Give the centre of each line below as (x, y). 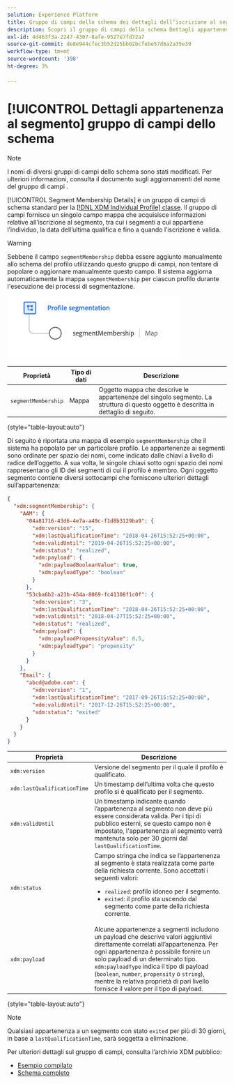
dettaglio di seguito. (127, 412)
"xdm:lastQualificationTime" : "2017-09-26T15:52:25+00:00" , (121, 698)
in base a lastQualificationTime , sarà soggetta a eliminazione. (97, 1039)
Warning (19, 243)
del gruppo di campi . (38, 186)
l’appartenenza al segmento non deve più (153, 808)
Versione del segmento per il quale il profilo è (159, 767)
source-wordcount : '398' (43, 59)
